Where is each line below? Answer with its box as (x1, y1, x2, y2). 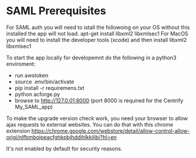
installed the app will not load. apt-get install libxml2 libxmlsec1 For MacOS (6, 30, 189, 37)
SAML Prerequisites (6, 4, 106, 18)
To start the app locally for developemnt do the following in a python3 (6, 54, 177, 61)
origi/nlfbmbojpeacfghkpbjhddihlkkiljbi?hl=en (6, 133, 117, 140)
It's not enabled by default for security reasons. (6, 145, 123, 152)
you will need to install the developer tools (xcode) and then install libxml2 (6, 36, 187, 43)
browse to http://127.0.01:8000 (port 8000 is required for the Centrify (14, 96, 184, 104)
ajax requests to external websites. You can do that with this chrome (6, 121, 173, 128)
